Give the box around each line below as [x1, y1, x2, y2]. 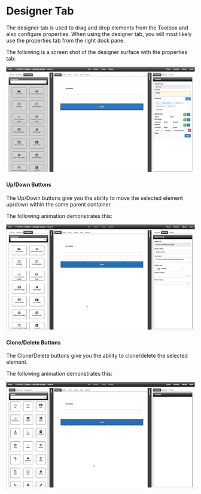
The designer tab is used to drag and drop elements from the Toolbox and [6, 24, 188, 31]
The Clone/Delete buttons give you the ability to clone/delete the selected [6, 352, 188, 360]
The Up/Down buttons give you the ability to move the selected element [6, 194, 184, 202]
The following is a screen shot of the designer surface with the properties [6, 48, 187, 55]
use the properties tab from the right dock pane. [6, 37, 126, 44]
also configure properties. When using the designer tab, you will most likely [6, 30, 192, 37]
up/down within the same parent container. [6, 200, 112, 208]
